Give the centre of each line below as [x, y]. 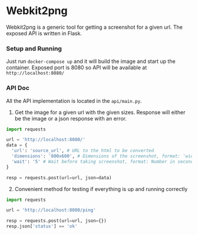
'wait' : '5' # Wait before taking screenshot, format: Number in [93, 162]
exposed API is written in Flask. [44, 33]
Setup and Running [34, 48]
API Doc [18, 88]
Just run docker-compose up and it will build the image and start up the [91, 61]
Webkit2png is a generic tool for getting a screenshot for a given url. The [94, 27]
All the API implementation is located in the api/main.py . [74, 100]
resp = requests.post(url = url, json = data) [59, 177]
